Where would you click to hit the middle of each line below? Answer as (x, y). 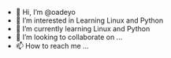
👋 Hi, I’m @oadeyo (46, 12)
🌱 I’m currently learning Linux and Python (83, 29)
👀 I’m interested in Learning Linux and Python (89, 20)
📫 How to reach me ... (52, 46)
